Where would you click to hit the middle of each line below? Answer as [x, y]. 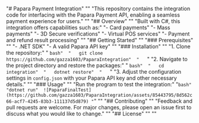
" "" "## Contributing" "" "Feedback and [143, 101]
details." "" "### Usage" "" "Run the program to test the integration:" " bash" [99, 84]
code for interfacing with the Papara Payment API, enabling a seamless [93, 15]
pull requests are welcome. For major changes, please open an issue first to [99, 107]
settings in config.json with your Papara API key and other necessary [91, 78]
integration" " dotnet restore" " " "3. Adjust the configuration [94, 72]
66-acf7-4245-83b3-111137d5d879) [48, 102]
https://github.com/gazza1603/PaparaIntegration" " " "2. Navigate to [97, 59]
